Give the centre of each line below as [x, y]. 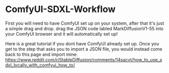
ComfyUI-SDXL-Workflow [61, 9]
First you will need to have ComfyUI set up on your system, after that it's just [85, 23]
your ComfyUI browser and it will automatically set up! [62, 34]
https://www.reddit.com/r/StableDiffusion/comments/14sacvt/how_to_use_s [84, 59]
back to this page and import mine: [42, 54]
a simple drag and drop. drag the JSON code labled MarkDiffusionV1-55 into [84, 28]
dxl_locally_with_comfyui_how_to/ [40, 65]
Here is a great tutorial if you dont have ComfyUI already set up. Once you [82, 43]
